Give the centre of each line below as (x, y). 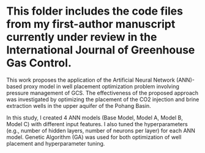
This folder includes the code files (95, 11)
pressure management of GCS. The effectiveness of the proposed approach (102, 93)
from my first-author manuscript (91, 24)
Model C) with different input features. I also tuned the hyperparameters (97, 124)
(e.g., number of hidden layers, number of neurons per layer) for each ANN (101, 130)
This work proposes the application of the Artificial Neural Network (91, 80)
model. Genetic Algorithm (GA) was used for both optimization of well (94, 137)
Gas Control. (39, 63)
